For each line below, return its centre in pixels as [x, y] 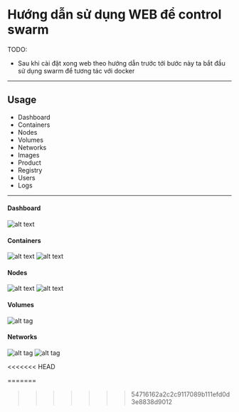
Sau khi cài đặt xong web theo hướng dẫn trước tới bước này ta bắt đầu [121, 63]
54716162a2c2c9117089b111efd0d [181, 394]
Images [28, 155]
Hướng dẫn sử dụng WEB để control [115, 15]
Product [29, 163]
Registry [30, 170]
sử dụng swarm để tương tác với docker [76, 71]
